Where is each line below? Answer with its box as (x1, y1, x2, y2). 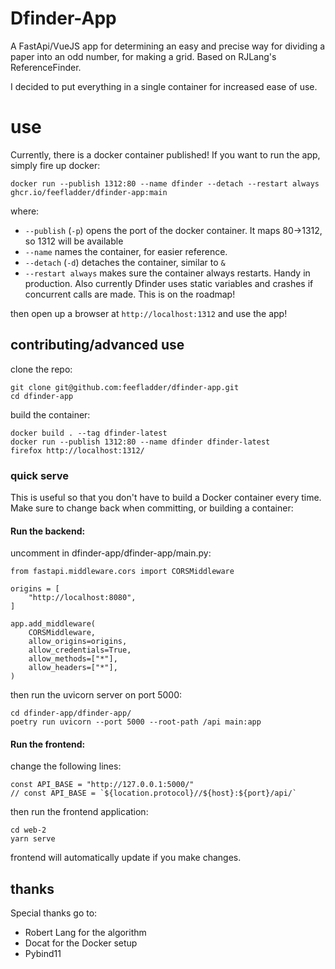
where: (10, 205, 40, 217)
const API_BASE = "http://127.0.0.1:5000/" (10, 780, 195, 790)
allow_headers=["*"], (28, 663, 118, 673)
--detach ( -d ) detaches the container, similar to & (24, 256, 226, 268)
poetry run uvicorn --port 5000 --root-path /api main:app (10, 717, 262, 727)
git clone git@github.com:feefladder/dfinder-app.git (10, 382, 240, 392)
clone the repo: (10, 363, 73, 375)
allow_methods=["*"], (28, 654, 118, 664)
